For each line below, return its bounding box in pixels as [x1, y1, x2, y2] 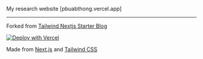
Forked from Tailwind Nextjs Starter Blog [6, 22, 108, 29]
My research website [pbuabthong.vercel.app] [6, 5, 122, 12]
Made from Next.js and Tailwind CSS [6, 46, 98, 53]
